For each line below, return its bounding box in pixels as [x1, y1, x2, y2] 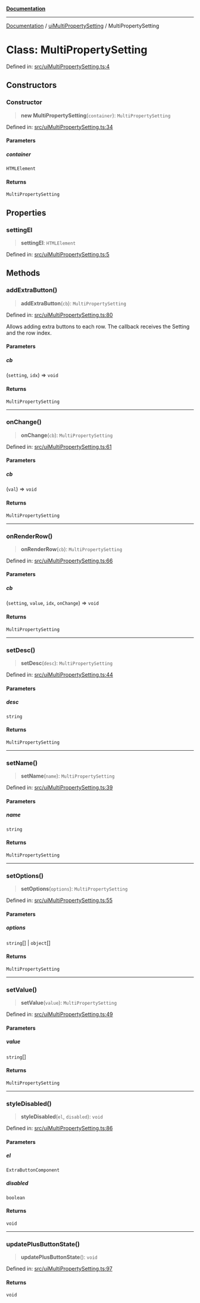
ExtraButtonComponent [6, 1167, 60, 1173]
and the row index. [6, 329, 52, 337]
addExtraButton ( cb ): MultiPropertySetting [20, 299, 127, 307]
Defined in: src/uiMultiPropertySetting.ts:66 [6, 557, 113, 564]
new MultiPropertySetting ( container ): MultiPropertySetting [20, 112, 171, 119]
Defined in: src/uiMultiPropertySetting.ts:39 [6, 784, 113, 791]
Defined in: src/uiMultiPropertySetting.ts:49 [6, 1011, 113, 1018]
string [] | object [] [6, 939, 51, 946]
